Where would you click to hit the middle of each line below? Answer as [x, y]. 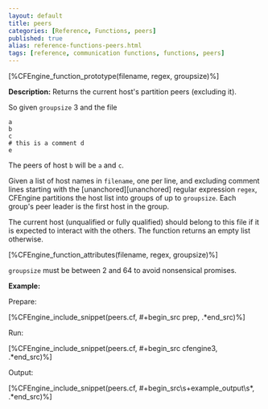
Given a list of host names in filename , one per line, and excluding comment [134, 181]
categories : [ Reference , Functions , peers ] [82, 31]
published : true [35, 38]
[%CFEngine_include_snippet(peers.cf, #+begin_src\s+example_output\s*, [132, 388]
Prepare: [23, 302]
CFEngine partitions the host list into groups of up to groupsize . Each [122, 198]
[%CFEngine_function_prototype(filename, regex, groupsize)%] [114, 76]
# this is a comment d [46, 143]
